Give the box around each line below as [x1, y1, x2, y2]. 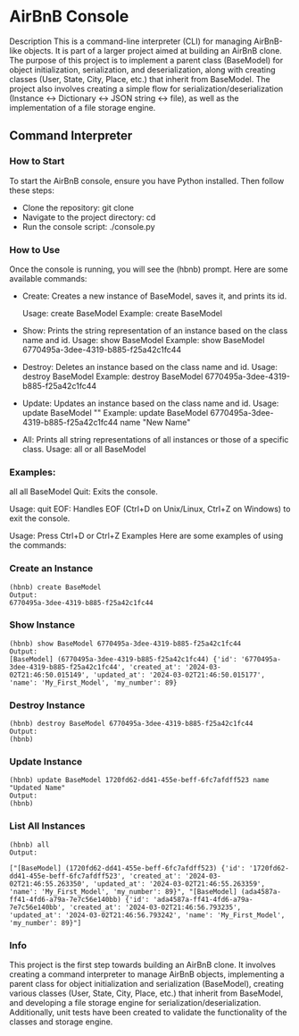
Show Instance [9, 619, 76, 631]
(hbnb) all [9, 840, 50, 849]
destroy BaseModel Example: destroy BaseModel [21, 371, 203, 382]
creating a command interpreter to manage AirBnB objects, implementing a [9, 969, 285, 980]
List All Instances [9, 820, 86, 832]
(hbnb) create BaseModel [9, 583, 102, 592]
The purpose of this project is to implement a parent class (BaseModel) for [9, 55, 284, 65]
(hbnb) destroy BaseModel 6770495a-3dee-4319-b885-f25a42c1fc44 [9, 720, 253, 729]
